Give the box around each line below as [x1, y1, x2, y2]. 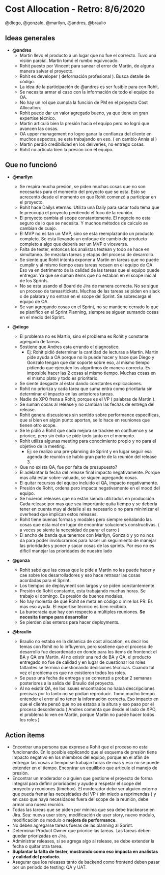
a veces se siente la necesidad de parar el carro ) [19, 527, 120, 533]
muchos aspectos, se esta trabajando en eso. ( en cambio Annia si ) [19, 136, 157, 142]
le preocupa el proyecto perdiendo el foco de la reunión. [19, 209, 134, 215]
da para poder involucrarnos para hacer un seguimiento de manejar [19, 537, 157, 543]
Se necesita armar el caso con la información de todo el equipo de [19, 89, 154, 95]
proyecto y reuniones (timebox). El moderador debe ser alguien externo [12, 786, 158, 792]
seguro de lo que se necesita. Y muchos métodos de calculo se [19, 220, 148, 226]
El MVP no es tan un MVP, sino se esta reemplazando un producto [19, 230, 154, 236]
